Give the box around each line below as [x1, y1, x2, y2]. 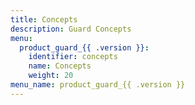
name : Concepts [28, 61, 92, 71]
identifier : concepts [28, 52, 118, 62]
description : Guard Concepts [10, 24, 132, 34]
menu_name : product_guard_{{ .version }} [10, 80, 186, 90]
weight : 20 [28, 71, 74, 81]
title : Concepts [10, 14, 78, 25]
